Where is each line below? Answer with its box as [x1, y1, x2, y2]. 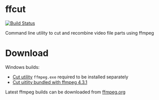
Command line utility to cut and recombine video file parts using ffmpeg [5, 30, 154, 36]
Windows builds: [5, 64, 40, 70]
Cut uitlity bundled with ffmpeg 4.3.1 [12, 79, 88, 85]
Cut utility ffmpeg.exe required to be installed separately [12, 74, 128, 80]
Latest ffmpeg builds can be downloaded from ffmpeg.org [5, 89, 126, 95]
